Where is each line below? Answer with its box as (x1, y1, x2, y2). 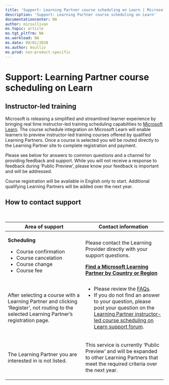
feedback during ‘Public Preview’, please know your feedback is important (5, 162, 159, 169)
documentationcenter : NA (5, 17, 57, 22)
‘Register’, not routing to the (8, 304, 74, 311)
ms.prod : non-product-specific (5, 49, 71, 54)
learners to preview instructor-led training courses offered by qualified (5, 132, 151, 138)
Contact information (98, 223, 148, 230)
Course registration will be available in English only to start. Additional (5, 178, 150, 184)
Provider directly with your (85, 246, 148, 253)
